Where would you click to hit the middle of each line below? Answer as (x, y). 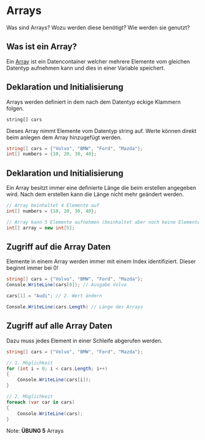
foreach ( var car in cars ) (41, 402)
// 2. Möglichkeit (30, 397)
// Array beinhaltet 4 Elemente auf (53, 206)
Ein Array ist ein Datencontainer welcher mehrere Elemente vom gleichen (98, 61)
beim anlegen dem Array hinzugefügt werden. (64, 137)
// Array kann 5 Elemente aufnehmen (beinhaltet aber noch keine (91, 222)
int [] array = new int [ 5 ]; (41, 228)
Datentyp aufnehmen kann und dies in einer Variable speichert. (86, 68)
